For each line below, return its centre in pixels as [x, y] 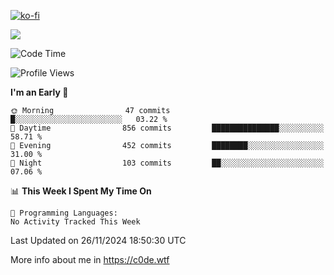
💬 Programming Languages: [64, 213]
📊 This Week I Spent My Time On [81, 191]
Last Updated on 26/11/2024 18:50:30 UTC [98, 240]
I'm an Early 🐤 [39, 92]
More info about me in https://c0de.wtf [90, 259]
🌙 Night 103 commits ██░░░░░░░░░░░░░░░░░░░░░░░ [167, 163]
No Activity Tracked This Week [75, 222]
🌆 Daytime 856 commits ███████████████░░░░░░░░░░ [167, 128]
